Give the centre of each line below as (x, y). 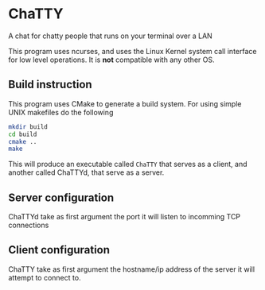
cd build (23, 134)
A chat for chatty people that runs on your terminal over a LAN (110, 36)
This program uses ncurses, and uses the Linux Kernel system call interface (132, 51)
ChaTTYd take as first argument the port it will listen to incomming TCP (125, 217)
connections (29, 225)
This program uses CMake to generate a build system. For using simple (125, 103)
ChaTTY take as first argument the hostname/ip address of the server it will (132, 269)
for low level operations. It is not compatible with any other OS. (111, 60)
